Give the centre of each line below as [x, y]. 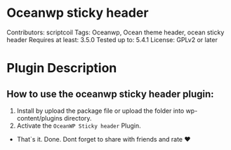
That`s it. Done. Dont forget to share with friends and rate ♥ [104, 139]
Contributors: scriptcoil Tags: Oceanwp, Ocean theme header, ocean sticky [115, 32]
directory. [78, 118]
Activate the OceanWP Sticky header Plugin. [79, 125]
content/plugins [39, 118]
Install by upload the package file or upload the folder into [100, 111]
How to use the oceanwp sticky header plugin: [111, 94]
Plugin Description [62, 68]
